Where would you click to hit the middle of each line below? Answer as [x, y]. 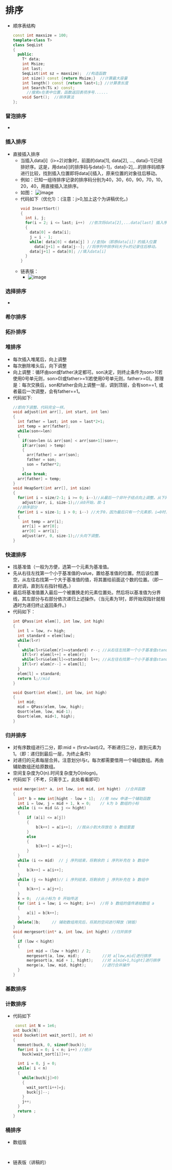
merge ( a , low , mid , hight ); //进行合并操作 [78, 965]
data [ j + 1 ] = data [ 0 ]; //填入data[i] [68, 252]
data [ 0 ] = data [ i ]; [51, 233]
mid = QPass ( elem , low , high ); [51, 707]
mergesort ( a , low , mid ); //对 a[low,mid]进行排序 [89, 956]
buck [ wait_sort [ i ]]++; [46, 1054]
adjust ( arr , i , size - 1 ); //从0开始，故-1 [64, 503]
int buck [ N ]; [27, 1031]
